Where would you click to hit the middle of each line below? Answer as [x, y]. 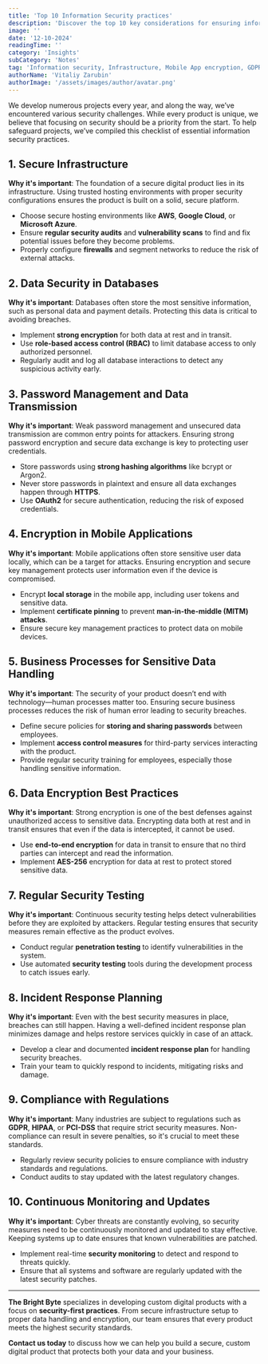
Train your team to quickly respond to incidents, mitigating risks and [131, 1066]
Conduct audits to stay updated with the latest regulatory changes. [129, 1176]
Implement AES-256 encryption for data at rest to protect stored [126, 862]
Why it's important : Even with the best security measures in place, [118, 1017]
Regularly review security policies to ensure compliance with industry [134, 1160]
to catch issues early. [55, 973]
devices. [34, 636]
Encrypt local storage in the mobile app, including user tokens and [129, 594]
